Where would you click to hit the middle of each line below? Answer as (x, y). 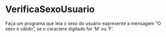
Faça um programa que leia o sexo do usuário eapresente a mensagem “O (83, 23)
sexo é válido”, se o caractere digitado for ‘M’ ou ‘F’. (59, 28)
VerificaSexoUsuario (50, 9)
